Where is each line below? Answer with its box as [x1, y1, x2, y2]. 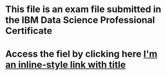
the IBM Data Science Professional [5, 14, 155, 26]
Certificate [5, 25, 52, 36]
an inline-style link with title [5, 59, 126, 70]
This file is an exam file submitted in [5, 4, 161, 15]
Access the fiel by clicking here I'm [5, 48, 158, 60]
